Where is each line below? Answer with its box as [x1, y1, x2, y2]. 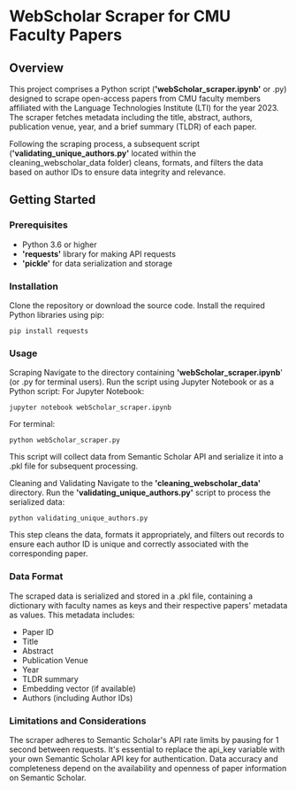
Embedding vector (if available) [21, 683, 136, 693]
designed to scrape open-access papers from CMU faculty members [9, 93, 261, 104]
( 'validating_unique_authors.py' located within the [9, 148, 197, 159]
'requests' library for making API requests [21, 248, 177, 259]
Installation [9, 280, 59, 292]
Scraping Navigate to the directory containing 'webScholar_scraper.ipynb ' [9, 368, 283, 378]
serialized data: [9, 497, 65, 507]
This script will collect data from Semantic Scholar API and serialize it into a [9, 452, 284, 462]
